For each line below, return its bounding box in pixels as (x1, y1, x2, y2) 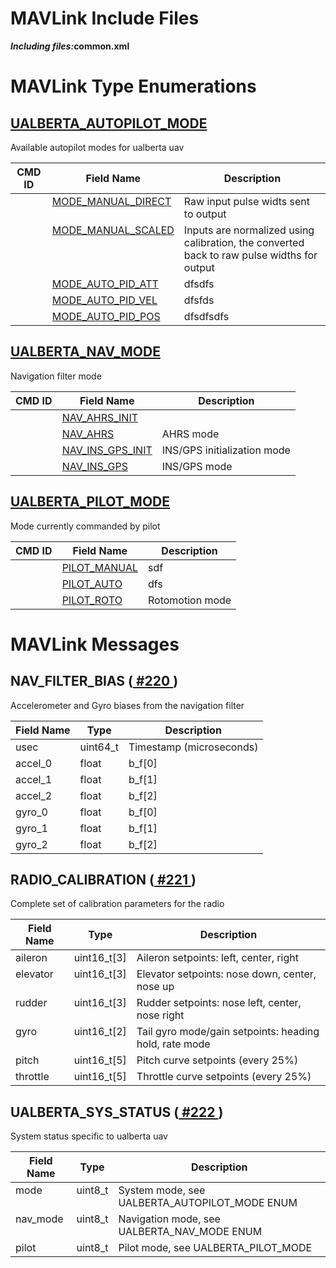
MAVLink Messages (10, 633, 180, 656)
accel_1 (15, 772, 53, 786)
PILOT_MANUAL (61, 560, 138, 574)
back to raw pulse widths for (183, 248, 318, 262)
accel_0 (15, 756, 53, 770)
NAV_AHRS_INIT (61, 410, 139, 424)
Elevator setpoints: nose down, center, (136, 967, 317, 981)
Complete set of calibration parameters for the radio (10, 898, 225, 910)
